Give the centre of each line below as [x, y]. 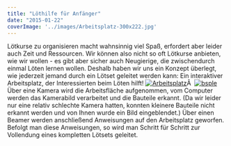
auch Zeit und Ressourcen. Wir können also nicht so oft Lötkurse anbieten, [114, 54]
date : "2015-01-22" [35, 20]
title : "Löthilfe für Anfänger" [54, 14]
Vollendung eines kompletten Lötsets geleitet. [73, 135]
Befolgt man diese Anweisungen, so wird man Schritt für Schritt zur [104, 128]
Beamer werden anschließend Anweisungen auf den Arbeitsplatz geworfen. [116, 120]
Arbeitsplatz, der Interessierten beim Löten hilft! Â [99, 83]
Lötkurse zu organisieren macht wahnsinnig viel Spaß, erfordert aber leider [115, 47]
